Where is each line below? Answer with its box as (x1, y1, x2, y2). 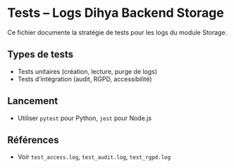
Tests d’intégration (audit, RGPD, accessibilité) (17, 75, 152, 83)
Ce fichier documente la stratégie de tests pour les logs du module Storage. (7, 28, 228, 37)
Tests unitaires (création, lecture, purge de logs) (17, 67, 157, 75)
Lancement (7, 95, 58, 107)
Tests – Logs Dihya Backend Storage (7, 5, 224, 21)
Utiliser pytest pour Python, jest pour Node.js (17, 114, 152, 122)
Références (7, 134, 59, 146)
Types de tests (7, 49, 74, 60)
